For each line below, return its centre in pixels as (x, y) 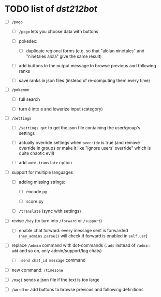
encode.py (37, 192)
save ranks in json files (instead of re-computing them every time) (84, 80)
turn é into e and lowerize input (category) (61, 109)
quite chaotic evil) (37, 153)
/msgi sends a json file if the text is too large (55, 280)
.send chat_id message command (52, 260)
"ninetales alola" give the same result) (64, 56)
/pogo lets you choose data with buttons (59, 31)
